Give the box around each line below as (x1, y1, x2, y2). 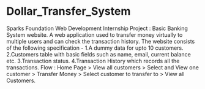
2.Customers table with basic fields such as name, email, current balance (6, 50, 191, 58)
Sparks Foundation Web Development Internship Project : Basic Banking (6, 25, 188, 32)
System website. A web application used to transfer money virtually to (6, 31, 183, 38)
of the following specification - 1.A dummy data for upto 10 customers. (6, 44, 184, 52)
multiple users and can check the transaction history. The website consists (6, 37, 195, 45)
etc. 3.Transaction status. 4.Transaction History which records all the (6, 57, 180, 64)
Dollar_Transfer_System (6, 4, 131, 18)
